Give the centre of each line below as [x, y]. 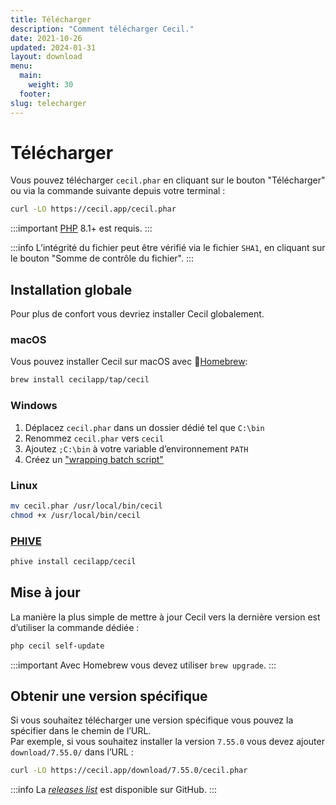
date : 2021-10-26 [46, 38]
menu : [21, 66]
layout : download [46, 57]
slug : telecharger [48, 103]
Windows [34, 406]
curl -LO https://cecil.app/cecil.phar [93, 209]
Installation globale [71, 289]
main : [31, 76]
